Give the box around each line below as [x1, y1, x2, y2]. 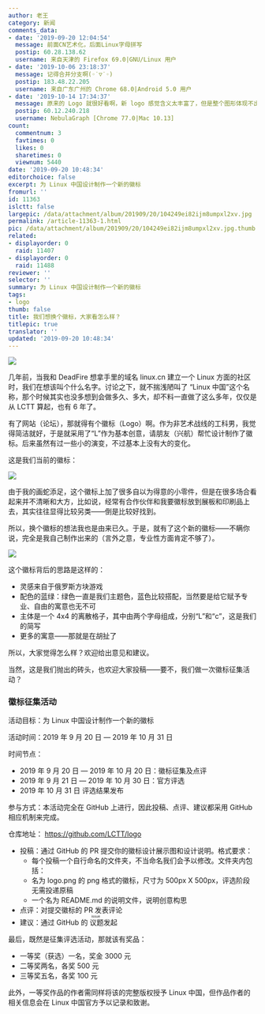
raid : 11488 [15, 262, 55, 270]
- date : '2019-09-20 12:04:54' [8, 33, 111, 42]
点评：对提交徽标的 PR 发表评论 [19, 906, 123, 915]
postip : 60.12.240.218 [15, 107, 90, 115]
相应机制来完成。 [8, 812, 64, 822]
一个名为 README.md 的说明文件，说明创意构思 [31, 895, 188, 905]
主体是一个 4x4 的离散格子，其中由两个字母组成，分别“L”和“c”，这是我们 [19, 612, 257, 621]
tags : [8, 291, 26, 299]
